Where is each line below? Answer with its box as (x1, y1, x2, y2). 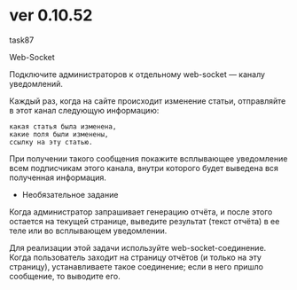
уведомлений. (9, 78, 64, 89)
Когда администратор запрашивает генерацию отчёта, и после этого (9, 206, 273, 217)
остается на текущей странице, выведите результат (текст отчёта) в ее (9, 216, 280, 226)
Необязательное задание (21, 189, 119, 200)
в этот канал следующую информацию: (9, 105, 160, 115)
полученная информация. (9, 172, 106, 183)
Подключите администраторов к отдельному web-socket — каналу (9, 68, 266, 80)
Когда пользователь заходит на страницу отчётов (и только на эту (9, 252, 262, 263)
